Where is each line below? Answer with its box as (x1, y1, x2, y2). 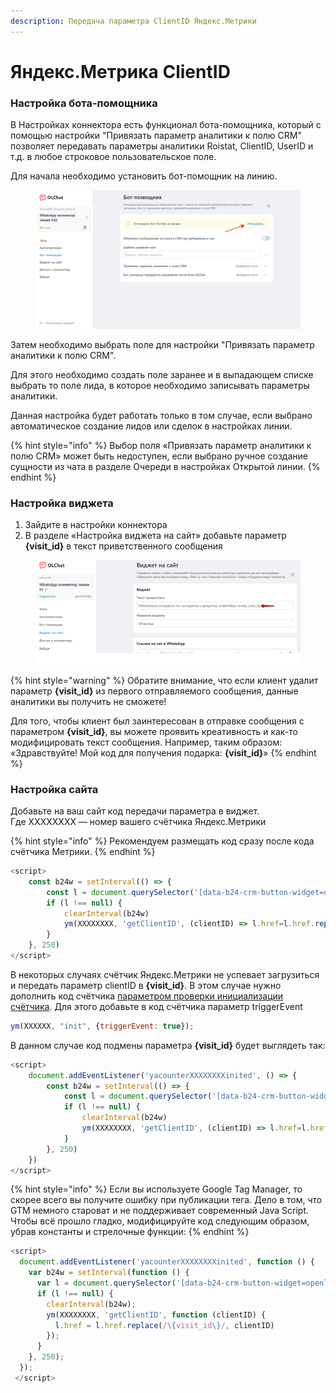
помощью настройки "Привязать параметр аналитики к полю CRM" (10, 130, 302, 142)
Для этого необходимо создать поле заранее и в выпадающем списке (10, 369, 314, 381)
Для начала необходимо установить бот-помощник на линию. (10, 170, 278, 182)
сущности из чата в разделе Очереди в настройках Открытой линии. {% (10, 461, 321, 473)
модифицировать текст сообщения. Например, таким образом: (10, 736, 283, 748)
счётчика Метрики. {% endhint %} (10, 846, 156, 858)
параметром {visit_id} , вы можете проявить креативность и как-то (10, 725, 298, 737)
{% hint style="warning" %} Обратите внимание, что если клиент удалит (10, 674, 319, 686)
